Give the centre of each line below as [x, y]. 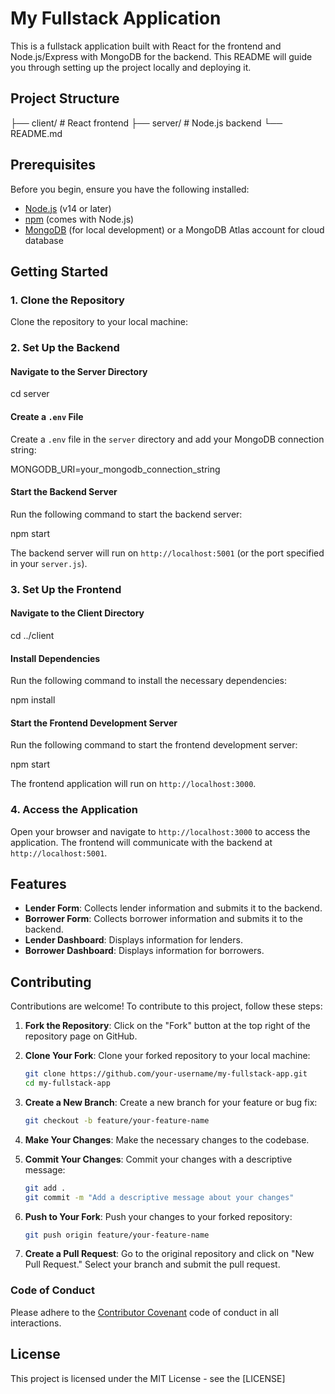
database [44, 240]
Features [38, 884]
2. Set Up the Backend [65, 348]
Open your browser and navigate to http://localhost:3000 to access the [160, 831]
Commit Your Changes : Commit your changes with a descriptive [158, 1159]
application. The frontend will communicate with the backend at [141, 842]
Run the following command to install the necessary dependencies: [149, 681]
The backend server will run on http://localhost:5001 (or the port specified [167, 553]
